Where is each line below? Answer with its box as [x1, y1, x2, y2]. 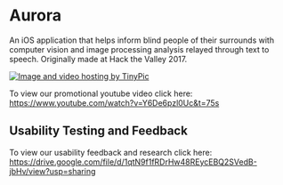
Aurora [9, 5, 62, 26]
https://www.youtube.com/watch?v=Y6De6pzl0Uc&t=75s [9, 97, 220, 108]
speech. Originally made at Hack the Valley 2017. [9, 53, 188, 64]
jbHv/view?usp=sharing [9, 165, 96, 176]
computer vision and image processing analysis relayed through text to [9, 44, 270, 54]
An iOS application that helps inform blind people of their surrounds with [9, 35, 274, 45]
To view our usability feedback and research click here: [9, 147, 213, 157]
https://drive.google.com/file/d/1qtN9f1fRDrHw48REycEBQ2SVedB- [9, 157, 258, 167]
